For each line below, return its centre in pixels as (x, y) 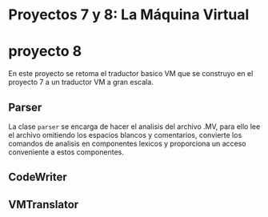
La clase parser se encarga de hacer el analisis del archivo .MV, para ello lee (134, 127)
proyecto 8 (45, 52)
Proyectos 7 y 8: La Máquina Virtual (129, 15)
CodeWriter (38, 177)
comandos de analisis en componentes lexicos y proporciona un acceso (127, 143)
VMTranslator (44, 205)
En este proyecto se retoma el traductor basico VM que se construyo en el (131, 74)
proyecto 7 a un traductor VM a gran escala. (81, 82)
